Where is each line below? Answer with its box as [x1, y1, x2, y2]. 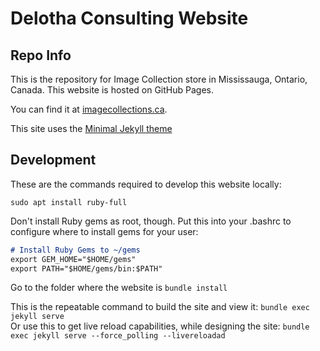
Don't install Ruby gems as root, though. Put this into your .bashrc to [10, 215, 292, 227]
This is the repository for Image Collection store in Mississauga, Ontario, [10, 73, 308, 85]
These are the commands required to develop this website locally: [10, 178, 282, 190]
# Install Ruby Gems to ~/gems [10, 245, 141, 255]
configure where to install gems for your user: [10, 225, 199, 237]
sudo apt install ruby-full [10, 197, 128, 207]
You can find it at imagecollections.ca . [10, 103, 168, 115]
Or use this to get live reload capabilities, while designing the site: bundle [10, 320, 310, 332]
